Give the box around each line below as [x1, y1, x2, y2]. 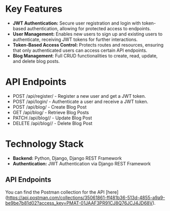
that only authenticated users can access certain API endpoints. [12, 47, 148, 53]
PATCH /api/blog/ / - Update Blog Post [12, 115, 92, 121]
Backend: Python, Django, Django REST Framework [12, 155, 122, 161]
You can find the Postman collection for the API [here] [5, 189, 119, 195]
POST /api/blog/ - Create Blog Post [12, 103, 87, 110]
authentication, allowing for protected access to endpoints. [27, 25, 151, 31]
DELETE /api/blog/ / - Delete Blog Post [12, 120, 93, 126]
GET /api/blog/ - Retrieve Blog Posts [12, 109, 89, 115]
